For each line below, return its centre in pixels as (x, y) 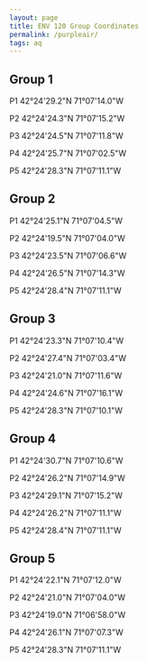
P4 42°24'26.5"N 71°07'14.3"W (67, 273)
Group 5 (32, 558)
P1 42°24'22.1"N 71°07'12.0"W (65, 580)
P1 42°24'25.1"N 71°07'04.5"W (66, 221)
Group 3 (32, 319)
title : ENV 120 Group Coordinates (74, 26)
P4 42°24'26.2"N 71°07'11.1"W (65, 512)
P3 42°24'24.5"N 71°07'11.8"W (66, 136)
